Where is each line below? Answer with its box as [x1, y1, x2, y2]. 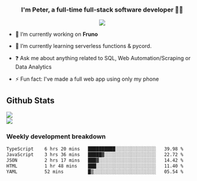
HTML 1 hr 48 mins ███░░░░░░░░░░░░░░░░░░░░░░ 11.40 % [6, 163, 184, 169]
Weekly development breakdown [6, 132, 106, 141]
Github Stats [6, 95, 55, 106]
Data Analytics [15, 63, 52, 70]
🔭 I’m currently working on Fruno [15, 30, 98, 38]
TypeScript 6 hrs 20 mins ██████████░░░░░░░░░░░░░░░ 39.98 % [6, 146, 184, 152]
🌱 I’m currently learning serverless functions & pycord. [15, 43, 152, 50]
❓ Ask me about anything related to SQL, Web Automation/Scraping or [15, 55, 191, 62]
